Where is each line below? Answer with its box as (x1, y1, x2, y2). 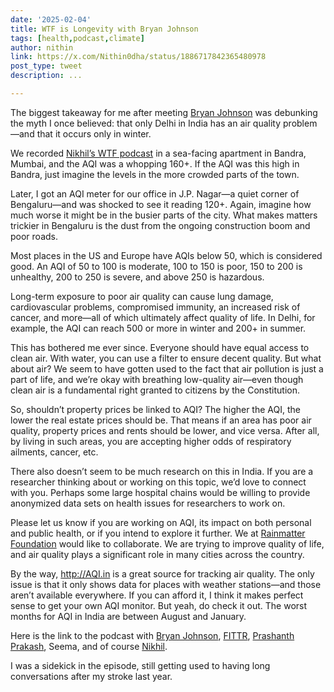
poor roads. (10, 230, 58, 242)
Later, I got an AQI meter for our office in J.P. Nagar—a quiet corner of (10, 187, 300, 200)
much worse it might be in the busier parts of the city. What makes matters (10, 209, 318, 221)
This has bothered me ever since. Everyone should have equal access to (10, 341, 310, 353)
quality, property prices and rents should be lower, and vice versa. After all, (10, 424, 320, 436)
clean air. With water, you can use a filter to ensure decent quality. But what (10, 352, 322, 364)
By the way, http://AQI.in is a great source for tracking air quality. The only (10, 567, 315, 580)
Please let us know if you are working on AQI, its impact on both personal (10, 516, 312, 528)
